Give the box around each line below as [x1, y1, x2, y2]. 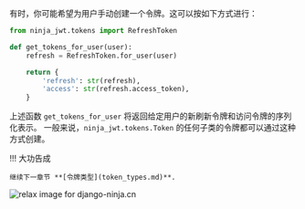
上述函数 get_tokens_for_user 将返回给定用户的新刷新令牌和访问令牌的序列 [9, 110, 292, 121]
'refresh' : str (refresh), [42, 76, 142, 85]
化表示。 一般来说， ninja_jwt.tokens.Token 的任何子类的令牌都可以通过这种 [9, 122, 297, 133]
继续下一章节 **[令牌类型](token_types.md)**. [9, 172, 176, 183]
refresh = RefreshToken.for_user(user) [26, 51, 178, 60]
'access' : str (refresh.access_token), [42, 85, 190, 94]
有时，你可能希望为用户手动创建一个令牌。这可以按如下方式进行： [9, 8, 258, 18]
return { [26, 68, 59, 77]
